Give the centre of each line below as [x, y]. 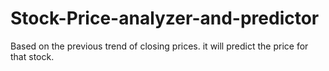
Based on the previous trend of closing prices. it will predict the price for [159, 46]
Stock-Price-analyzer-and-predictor [165, 18]
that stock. [32, 56]
